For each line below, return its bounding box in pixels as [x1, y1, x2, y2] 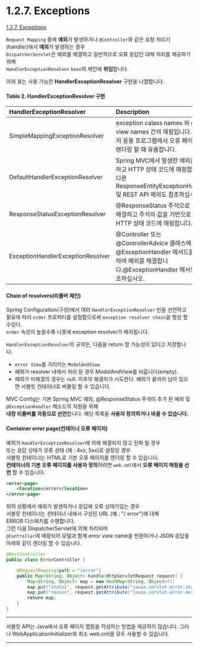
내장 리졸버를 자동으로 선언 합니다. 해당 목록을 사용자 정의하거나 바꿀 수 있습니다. [6, 410, 189, 417]
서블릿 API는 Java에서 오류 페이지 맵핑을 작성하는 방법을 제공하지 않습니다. [6, 622, 179, 630]
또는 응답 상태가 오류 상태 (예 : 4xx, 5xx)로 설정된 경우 [6, 447, 131, 454]
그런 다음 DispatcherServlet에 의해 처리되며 [6, 525, 108, 532]
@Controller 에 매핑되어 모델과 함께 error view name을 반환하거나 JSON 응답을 [6, 532, 190, 539]
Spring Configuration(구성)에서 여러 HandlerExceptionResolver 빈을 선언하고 [6, 306, 187, 313]
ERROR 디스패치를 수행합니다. [6, 517, 75, 525]
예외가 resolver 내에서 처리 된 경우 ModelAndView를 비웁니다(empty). [14, 368, 179, 375]
